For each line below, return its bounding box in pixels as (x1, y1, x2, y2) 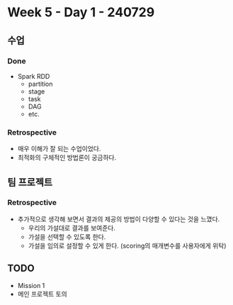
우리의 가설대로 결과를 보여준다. (28, 223, 115, 232)
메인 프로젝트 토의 (17, 289, 67, 298)
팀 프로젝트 (7, 176, 53, 188)
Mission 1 (17, 281, 45, 289)
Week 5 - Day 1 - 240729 (7, 4, 155, 21)
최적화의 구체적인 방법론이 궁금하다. (17, 153, 117, 162)
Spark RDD (17, 72, 50, 80)
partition (28, 79, 53, 88)
